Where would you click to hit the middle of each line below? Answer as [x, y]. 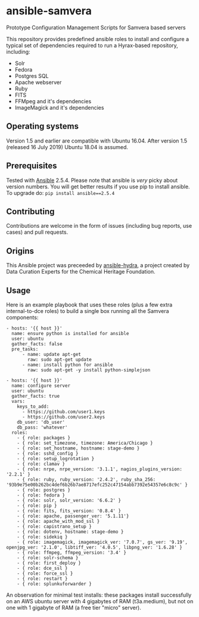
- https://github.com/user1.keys [63, 412]
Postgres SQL [32, 76]
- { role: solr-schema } [48, 558]
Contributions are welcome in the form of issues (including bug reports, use [99, 226]
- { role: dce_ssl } [42, 568]
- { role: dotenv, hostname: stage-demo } [70, 532]
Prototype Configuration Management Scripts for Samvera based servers [96, 27]
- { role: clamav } [41, 464]
